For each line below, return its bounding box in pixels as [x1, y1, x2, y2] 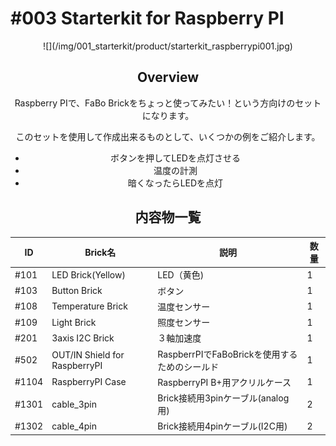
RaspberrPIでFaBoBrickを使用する [157, 348, 298, 360]
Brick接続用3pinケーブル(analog [157, 392, 290, 404]
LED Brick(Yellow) [51, 268, 126, 281]
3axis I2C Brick [51, 332, 115, 344]
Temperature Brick [51, 300, 128, 312]
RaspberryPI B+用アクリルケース [157, 376, 292, 388]
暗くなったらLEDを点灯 [127, 177, 224, 189]
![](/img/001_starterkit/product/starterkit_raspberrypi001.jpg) [43, 40, 293, 52]
